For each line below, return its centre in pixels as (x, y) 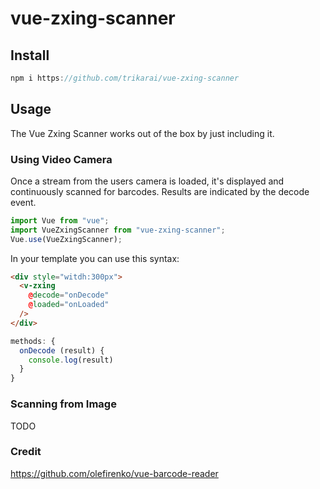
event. (23, 202)
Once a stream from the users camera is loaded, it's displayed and (147, 181)
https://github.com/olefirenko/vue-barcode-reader (114, 473)
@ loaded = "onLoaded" (69, 305)
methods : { (33, 341)
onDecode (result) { (62, 350)
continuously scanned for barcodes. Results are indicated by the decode (160, 191)
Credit (26, 452)
